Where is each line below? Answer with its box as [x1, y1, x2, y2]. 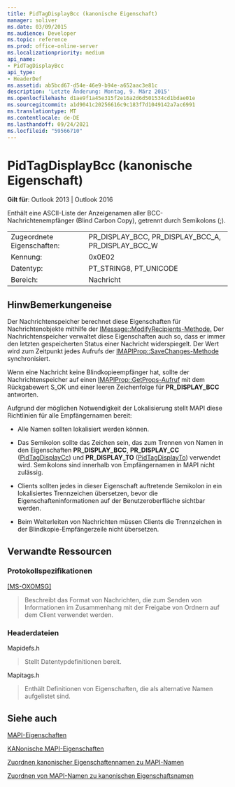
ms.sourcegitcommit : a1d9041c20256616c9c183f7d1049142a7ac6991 [7, 101, 196, 108]
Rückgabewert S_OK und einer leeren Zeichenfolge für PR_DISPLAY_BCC [7, 383, 220, 392]
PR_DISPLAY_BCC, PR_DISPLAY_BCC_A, [88, 232, 222, 242]
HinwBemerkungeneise [7, 299, 112, 311]
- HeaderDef [7, 75, 42, 83]
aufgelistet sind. [24, 692, 71, 700]
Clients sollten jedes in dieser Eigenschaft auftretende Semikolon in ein [17, 482, 222, 490]
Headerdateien [7, 628, 59, 637]
